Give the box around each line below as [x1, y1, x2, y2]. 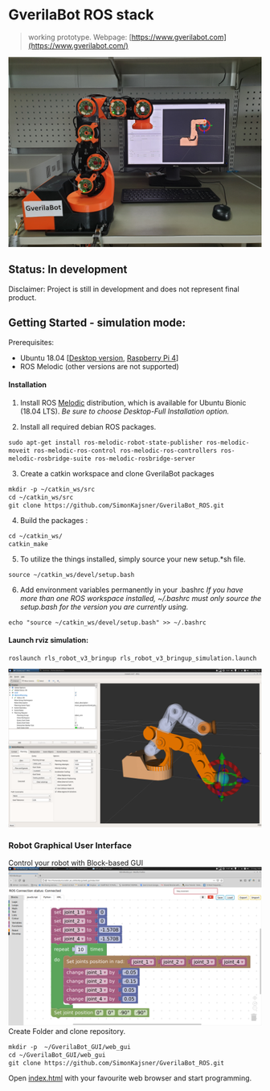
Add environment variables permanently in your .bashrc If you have [19, 585, 243, 595]
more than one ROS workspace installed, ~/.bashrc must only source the [19, 593, 262, 603]
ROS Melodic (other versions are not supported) [19, 361, 179, 371]
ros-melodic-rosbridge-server [94, 455, 196, 463]
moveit [8, 447, 31, 455]
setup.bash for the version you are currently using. [19, 602, 189, 611]
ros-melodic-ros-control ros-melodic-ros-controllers [33, 447, 218, 455]
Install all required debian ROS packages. [19, 422, 157, 431]
